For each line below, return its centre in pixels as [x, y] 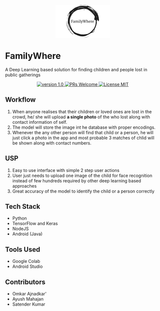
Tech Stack [23, 206]
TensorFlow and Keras [35, 224]
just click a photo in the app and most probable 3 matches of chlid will [83, 138]
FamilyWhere [33, 56]
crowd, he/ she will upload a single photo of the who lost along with [81, 117]
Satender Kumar [29, 304]
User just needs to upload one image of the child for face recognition [82, 175]
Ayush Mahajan [28, 299]
